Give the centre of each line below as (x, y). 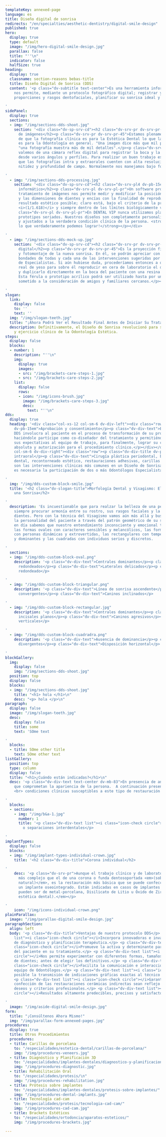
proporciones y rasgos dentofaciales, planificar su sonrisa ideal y (87, 97)
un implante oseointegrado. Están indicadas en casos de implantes (89, 887)
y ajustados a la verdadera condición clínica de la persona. (83, 221)
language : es (19, 14)
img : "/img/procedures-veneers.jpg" (52, 1053)
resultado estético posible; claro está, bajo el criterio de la (87, 203)
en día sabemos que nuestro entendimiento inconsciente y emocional (86, 525)
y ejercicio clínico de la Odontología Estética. (66, 332)
